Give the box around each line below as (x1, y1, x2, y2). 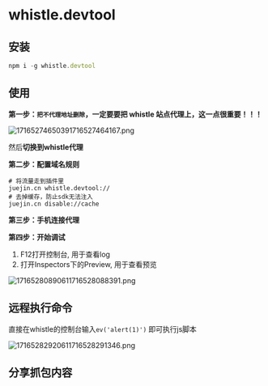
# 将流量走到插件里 (8, 176, 65, 185)
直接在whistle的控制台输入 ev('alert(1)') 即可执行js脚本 (8, 324, 197, 333)
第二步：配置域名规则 (8, 159, 79, 169)
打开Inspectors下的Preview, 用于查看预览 (19, 259, 157, 269)
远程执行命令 (8, 301, 73, 315)
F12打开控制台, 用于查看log (19, 249, 111, 259)
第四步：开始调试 (8, 232, 66, 242)
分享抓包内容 (8, 366, 73, 380)
